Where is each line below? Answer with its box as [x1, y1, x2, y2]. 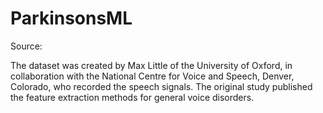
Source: [10, 40, 43, 52]
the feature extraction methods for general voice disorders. [10, 91, 255, 103]
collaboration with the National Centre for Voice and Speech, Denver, [10, 70, 295, 82]
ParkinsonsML [10, 7, 133, 30]
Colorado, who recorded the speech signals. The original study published [10, 80, 313, 92]
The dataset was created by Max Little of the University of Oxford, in [10, 59, 293, 71]
